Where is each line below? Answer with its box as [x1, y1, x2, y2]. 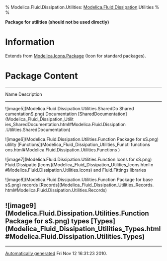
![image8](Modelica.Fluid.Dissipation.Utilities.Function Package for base [5, 176, 153, 183]
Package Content [5, 70, 78, 81]
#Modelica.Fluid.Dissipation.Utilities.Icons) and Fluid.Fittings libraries [5, 167, 147, 173]
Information [5, 37, 55, 48]
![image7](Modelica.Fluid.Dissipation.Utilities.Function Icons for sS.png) [5, 156, 152, 162]
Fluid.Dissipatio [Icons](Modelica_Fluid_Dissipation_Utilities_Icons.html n [5, 161, 154, 168]
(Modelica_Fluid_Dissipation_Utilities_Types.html [5, 225, 161, 233]
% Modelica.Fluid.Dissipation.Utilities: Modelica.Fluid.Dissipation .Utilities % [5, 4, 160, 10]
